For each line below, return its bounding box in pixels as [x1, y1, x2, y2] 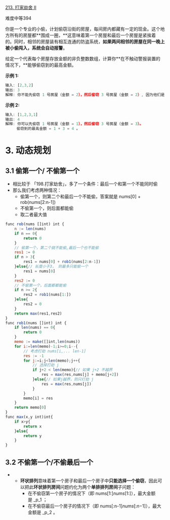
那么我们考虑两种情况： [12, 187, 62, 193]
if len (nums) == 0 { [14, 325, 56, 330]
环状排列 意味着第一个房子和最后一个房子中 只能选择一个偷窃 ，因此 [20, 478, 158, 484]
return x [23, 424, 42, 429]
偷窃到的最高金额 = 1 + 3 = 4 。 [16, 126, 80, 132]
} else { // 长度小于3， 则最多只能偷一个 [14, 264, 89, 269]
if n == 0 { [14, 231, 37, 236]
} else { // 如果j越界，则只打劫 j [32, 377, 94, 382]
